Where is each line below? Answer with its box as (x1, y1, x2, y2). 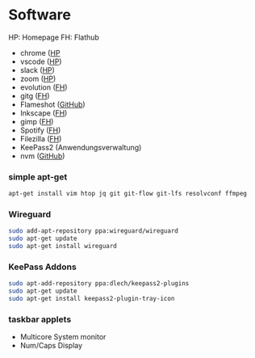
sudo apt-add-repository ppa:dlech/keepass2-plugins (8, 280, 190, 288)
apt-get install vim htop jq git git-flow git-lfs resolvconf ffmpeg (8, 190, 248, 198)
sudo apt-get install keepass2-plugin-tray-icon (8, 295, 175, 303)
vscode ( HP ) (19, 57, 62, 66)
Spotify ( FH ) (19, 125, 61, 135)
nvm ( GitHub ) (19, 151, 65, 161)
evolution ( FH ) (19, 82, 68, 92)
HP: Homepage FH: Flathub (8, 32, 99, 42)
